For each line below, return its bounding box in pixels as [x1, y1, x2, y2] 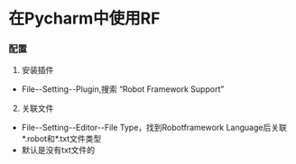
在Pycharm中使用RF [8, 8, 161, 29]
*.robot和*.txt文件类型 [21, 133, 102, 144]
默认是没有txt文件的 [21, 145, 96, 156]
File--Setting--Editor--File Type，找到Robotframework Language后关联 [21, 123, 288, 133]
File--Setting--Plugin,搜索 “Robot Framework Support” [21, 84, 225, 95]
